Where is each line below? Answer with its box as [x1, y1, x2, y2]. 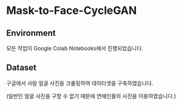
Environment [6, 28, 56, 38]
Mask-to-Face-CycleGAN [6, 4, 137, 18]
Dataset [6, 63, 37, 73]
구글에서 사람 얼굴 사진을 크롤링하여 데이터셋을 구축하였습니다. [6, 80, 154, 87]
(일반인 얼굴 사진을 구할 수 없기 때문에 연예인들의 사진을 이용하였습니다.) [6, 92, 177, 100]
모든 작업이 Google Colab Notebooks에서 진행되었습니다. [6, 45, 143, 52]
